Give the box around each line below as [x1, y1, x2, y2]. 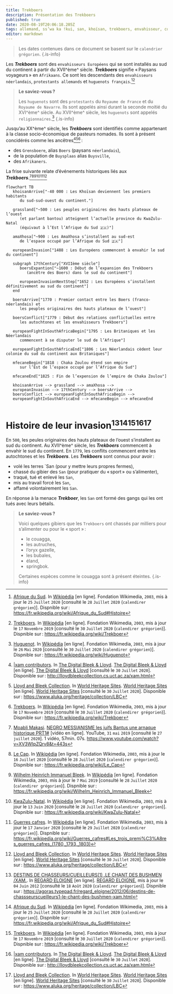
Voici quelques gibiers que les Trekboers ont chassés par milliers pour [18, 520, 166, 527]
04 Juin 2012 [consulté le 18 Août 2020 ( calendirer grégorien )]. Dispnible [13, 882, 166, 888]
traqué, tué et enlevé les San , [13, 474, 74, 480]
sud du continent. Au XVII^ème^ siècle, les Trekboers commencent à [6, 442, 152, 448]
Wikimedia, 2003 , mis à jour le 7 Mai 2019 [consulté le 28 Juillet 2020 [13, 777, 158, 783]
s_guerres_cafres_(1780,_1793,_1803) [13, 841, 91, 847]
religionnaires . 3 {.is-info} [18, 114, 75, 121]
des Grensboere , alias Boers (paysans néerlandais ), [13, 147, 121, 153]
